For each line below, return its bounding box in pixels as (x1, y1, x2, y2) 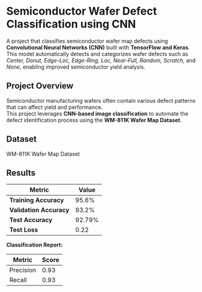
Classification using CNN (6, 17, 136, 31)
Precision (9, 266, 37, 274)
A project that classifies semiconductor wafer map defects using (6, 37, 169, 44)
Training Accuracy (9, 196, 64, 204)
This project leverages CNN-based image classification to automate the (6, 109, 189, 117)
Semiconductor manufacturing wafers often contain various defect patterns (6, 97, 196, 104)
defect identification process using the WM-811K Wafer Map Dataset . (6, 116, 182, 123)
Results (6, 167, 36, 178)
